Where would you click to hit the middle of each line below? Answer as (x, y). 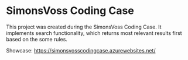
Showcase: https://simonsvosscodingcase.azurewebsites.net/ (81, 50)
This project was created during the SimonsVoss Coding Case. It (84, 27)
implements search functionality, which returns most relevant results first (94, 33)
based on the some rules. (37, 39)
